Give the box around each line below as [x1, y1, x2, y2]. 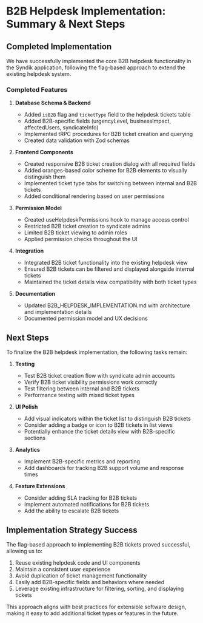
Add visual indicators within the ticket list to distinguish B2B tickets [24, 415, 191, 423]
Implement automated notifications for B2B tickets [24, 501, 150, 508]
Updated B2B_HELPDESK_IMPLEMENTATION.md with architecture [24, 302, 190, 309]
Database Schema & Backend [15, 99, 91, 107]
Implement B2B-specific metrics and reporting [24, 458, 141, 465]
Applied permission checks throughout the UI [24, 236, 138, 243]
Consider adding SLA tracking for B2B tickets [24, 494, 138, 502]
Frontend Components [15, 149, 74, 156]
